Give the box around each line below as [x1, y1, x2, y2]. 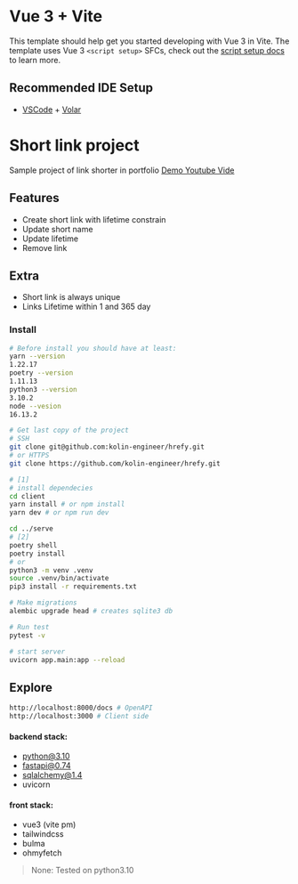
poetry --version [9, 369, 74, 377]
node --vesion [9, 401, 62, 410]
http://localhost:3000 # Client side [9, 712, 149, 721]
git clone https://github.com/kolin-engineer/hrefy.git [9, 458, 221, 468]
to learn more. [9, 54, 60, 65]
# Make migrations [9, 598, 77, 607]
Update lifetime [21, 233, 78, 244]
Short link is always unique [21, 292, 121, 303]
